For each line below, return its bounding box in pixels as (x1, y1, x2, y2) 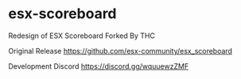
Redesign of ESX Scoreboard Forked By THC (8, 31, 155, 40)
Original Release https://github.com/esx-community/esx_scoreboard (8, 46, 233, 55)
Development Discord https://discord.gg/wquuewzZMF (8, 61, 189, 71)
